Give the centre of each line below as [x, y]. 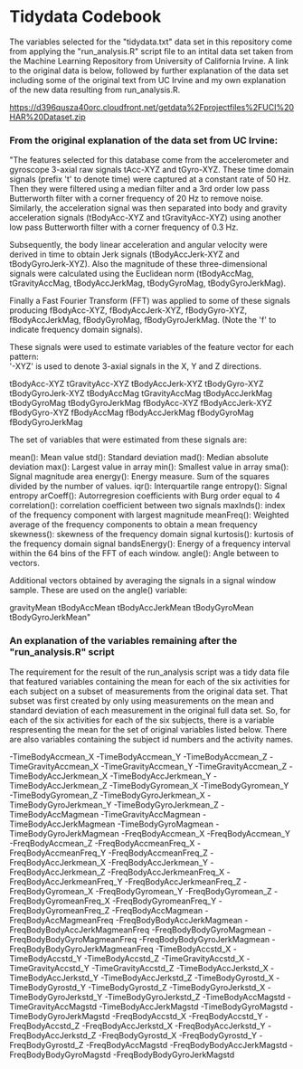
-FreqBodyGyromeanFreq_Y [164, 901]
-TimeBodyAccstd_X [193, 949]
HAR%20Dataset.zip [47, 117]
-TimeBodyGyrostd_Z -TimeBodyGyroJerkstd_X [176, 987]
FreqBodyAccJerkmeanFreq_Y [66, 881]
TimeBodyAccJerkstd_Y [54, 978]
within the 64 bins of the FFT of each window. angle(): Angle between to [144, 553]
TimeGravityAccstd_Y [50, 968]
